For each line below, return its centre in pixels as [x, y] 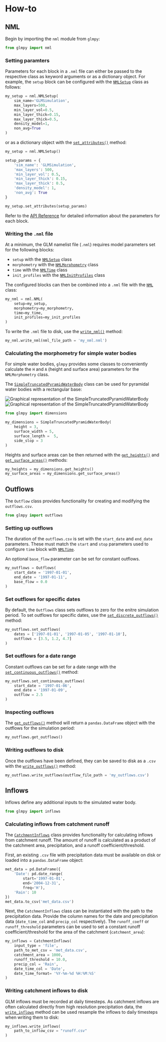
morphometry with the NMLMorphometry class [55, 264]
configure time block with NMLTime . [40, 549]
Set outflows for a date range [41, 656]
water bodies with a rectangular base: [44, 390]
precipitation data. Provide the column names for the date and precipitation [82, 916]
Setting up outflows [29, 528]
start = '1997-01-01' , [44, 879]
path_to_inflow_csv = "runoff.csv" [51, 1031]
